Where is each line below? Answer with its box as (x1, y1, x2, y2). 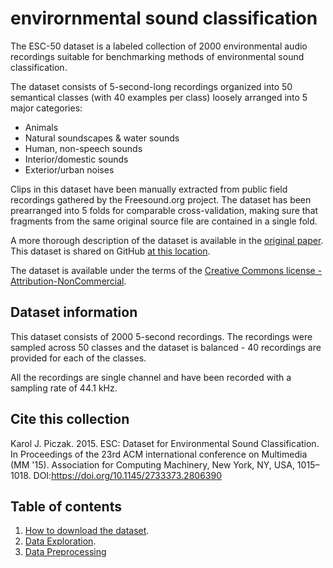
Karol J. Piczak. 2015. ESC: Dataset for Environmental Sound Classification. (10, 437, 320, 449)
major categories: (10, 102, 83, 114)
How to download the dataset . (24, 525, 150, 537)
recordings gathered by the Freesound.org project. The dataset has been (10, 193, 312, 206)
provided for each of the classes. (10, 352, 147, 364)
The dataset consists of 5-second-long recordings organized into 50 (10, 80, 293, 92)
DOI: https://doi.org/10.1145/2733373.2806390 (33, 469, 222, 481)
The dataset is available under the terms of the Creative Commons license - (10, 264, 323, 276)
